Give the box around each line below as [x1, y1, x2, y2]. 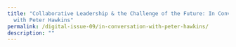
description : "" [7, 29, 55, 37]
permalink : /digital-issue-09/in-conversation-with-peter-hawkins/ [7, 23, 209, 30]
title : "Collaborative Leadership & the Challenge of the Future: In [7, 10, 216, 17]
